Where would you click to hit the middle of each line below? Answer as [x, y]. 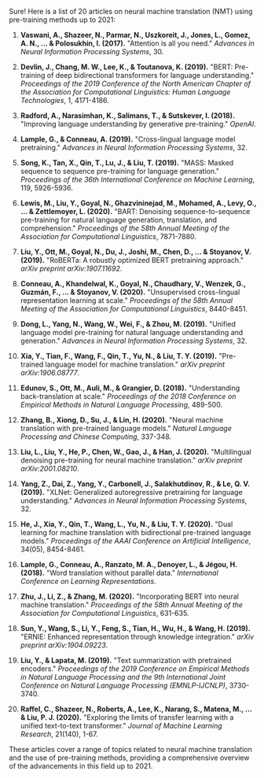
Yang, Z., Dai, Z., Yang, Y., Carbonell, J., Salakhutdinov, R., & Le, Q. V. [135, 484]
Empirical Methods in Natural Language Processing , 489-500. [121, 405]
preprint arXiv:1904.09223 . [64, 645]
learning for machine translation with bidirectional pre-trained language [136, 533]
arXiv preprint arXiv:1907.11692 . [71, 268]
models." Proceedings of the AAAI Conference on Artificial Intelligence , [136, 541]
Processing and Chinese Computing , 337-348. [96, 437]
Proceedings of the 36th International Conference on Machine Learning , [137, 179]
